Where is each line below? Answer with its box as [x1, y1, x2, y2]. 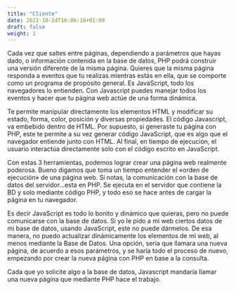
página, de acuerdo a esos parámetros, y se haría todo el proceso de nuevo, [7, 246, 228, 255]
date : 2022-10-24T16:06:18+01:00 [7, 17, 105, 24]
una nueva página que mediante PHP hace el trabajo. [7, 275, 162, 284]
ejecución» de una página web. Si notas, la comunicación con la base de [7, 173, 218, 182]
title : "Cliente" [7, 10, 58, 18]
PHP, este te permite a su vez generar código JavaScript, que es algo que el [7, 130, 228, 138]
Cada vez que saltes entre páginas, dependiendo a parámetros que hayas [7, 49, 221, 58]
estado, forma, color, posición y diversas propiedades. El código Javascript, [7, 115, 227, 124]
